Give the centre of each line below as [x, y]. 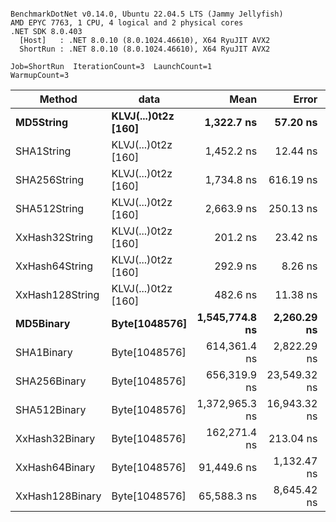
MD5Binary [43, 323]
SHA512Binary [51, 409]
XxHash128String [57, 294]
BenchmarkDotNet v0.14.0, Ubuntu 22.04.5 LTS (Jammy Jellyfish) [147, 14]
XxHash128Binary [58, 496]
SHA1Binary [44, 352]
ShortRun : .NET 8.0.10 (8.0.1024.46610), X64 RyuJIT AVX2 [145, 49]
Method [58, 99]
